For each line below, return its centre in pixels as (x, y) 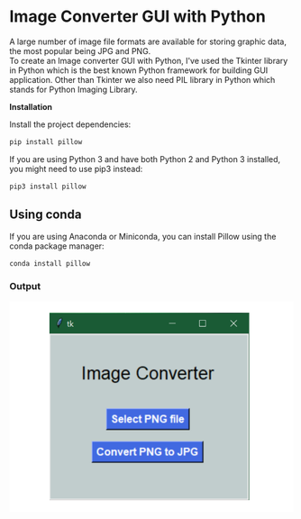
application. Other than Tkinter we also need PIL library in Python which (142, 79)
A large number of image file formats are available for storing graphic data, (148, 41)
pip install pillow (46, 141)
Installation (31, 106)
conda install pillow (50, 263)
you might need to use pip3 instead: (76, 168)
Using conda (46, 215)
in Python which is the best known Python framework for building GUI (139, 70)
